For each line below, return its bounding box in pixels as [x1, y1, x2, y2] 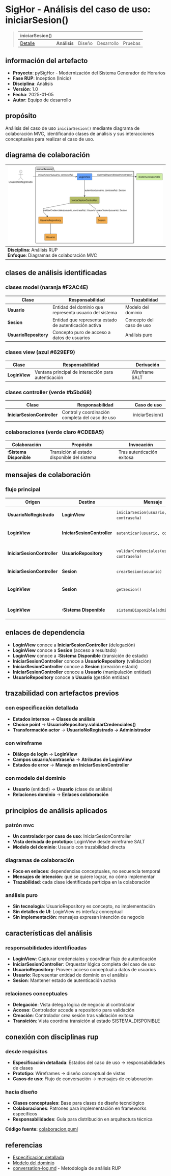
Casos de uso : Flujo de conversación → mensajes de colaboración [12, 1076, 153, 1082]
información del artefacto [5, 56, 88, 65]
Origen [25, 499, 40, 505]
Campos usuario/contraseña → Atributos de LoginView [12, 756, 132, 762]
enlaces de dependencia [5, 628, 85, 637]
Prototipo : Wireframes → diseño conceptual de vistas [12, 1071, 126, 1077]
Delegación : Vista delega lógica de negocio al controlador [12, 1002, 135, 1008]
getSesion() [116, 587, 141, 592]
